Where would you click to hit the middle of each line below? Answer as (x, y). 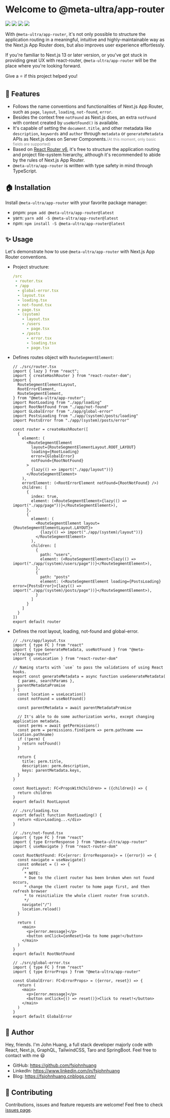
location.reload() (41, 909)
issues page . (19, 1110)
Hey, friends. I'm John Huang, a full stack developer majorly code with (79, 1045)
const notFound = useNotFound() (52, 699)
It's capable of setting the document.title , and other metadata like (82, 128)
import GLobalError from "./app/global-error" (63, 412)
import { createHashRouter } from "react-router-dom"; (72, 376)
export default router (37, 622)
